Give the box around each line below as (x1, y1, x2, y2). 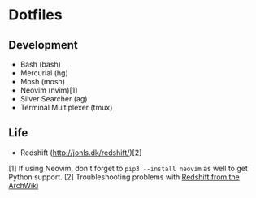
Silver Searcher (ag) (20, 94, 88, 103)
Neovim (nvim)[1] (20, 85, 78, 95)
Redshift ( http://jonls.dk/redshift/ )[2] (20, 148, 142, 157)
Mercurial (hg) (20, 68, 68, 78)
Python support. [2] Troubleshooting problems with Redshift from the (8, 172, 240, 182)
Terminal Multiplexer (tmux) (20, 103, 113, 112)
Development (8, 38, 79, 52)
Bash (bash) (20, 59, 61, 69)
